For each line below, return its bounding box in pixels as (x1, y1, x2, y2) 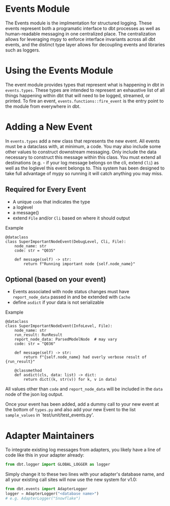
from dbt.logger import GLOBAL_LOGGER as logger (5, 462, 110, 467)
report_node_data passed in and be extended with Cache (12, 294, 131, 300)
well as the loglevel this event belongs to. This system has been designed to (5, 165, 165, 171)
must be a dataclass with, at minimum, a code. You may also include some (5, 143, 161, 149)
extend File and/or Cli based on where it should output (12, 215, 130, 221)
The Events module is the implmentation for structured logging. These (5, 20, 152, 26)
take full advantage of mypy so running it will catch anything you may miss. (5, 170, 163, 176)
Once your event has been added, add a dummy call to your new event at (5, 401, 159, 407)
